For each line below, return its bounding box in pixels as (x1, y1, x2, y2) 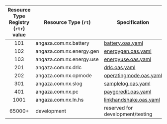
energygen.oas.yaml (104, 48, 152, 54)
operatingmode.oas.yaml (104, 72, 163, 79)
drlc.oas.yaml (104, 64, 136, 71)
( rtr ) (13, 25, 25, 32)
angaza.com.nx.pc (35, 88, 79, 95)
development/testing (104, 111, 153, 118)
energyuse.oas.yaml (104, 56, 152, 63)
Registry (9, 19, 30, 25)
